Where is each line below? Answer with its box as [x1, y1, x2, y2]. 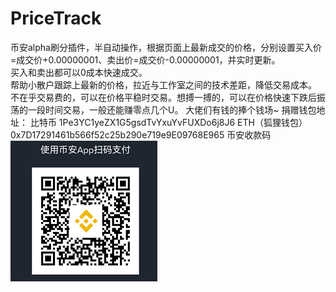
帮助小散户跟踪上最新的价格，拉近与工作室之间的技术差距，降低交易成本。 [10, 78, 317, 91]
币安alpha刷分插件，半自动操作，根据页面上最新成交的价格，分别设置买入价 [10, 41, 322, 53]
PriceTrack [10, 7, 102, 30]
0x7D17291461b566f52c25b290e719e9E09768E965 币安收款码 [10, 128, 272, 141]
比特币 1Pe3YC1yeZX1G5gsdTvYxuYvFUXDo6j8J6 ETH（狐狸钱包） [29, 116, 308, 128]
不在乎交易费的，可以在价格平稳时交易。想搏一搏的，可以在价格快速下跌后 [10, 91, 317, 103]
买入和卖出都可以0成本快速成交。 [10, 66, 148, 78]
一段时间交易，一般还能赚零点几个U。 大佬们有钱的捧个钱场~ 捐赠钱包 [27, 103, 317, 116]
